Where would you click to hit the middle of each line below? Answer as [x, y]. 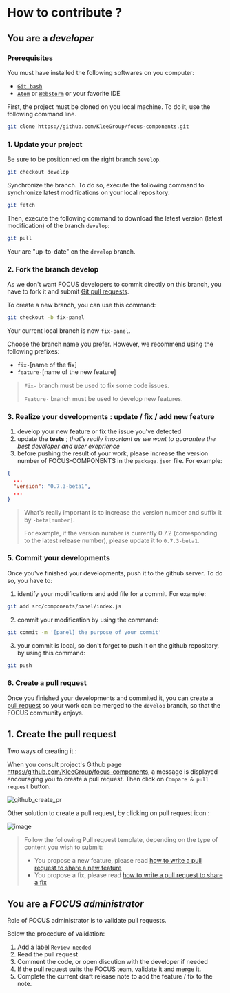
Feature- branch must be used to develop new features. [103, 398]
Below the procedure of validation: [56, 934]
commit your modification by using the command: [87, 620]
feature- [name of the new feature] [66, 372]
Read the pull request [47, 954]
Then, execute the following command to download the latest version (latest [115, 218]
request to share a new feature [78, 868]
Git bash [30, 86]
